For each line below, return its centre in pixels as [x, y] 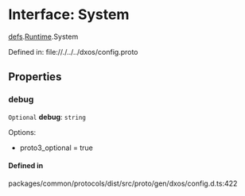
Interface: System [69, 15]
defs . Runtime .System [43, 37]
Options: [22, 132]
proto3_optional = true [56, 148]
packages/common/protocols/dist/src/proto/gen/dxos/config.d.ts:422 [123, 183]
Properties [35, 77]
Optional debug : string [47, 117]
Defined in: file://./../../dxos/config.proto [73, 52]
